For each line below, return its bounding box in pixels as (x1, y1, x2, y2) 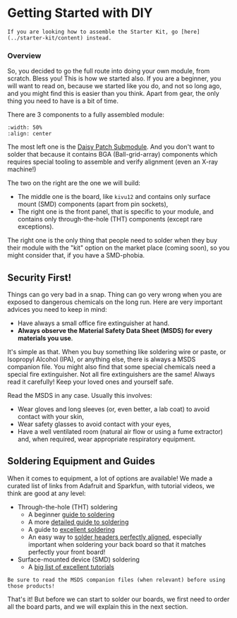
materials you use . (17, 334, 73, 343)
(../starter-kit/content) (7, 34, 83, 42)
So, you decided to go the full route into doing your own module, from (7, 67, 210, 75)
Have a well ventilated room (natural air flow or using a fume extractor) (17, 428, 224, 436)
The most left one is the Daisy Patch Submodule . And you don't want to (7, 143, 215, 151)
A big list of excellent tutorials (28, 562, 115, 571)
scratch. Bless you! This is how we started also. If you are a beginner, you (7, 74, 221, 83)
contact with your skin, (17, 413, 85, 421)
